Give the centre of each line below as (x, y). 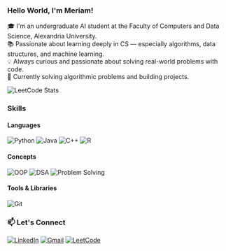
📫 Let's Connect (36, 222)
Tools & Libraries (32, 188)
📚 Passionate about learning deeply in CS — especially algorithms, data (111, 44)
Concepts (22, 157)
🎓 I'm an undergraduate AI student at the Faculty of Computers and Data (113, 26)
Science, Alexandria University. (52, 36)
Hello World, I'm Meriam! (50, 10)
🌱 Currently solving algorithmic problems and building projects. (98, 77)
